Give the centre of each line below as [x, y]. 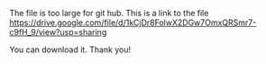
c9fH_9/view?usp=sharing [58, 32]
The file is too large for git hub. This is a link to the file [109, 13]
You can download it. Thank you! [70, 50]
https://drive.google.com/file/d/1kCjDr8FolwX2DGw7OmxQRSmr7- [133, 23]
